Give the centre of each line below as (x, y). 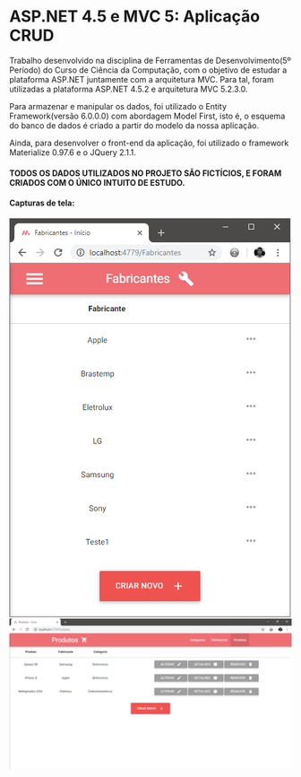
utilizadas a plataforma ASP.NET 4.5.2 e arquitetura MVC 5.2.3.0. (129, 89)
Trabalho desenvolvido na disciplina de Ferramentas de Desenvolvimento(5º (150, 60)
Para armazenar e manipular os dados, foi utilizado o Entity (118, 106)
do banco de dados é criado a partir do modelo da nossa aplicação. (134, 125)
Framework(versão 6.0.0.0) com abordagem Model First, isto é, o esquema (147, 116)
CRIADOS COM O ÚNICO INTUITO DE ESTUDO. (97, 182)
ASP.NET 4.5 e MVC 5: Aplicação (135, 17)
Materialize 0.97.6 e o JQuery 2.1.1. (73, 152)
